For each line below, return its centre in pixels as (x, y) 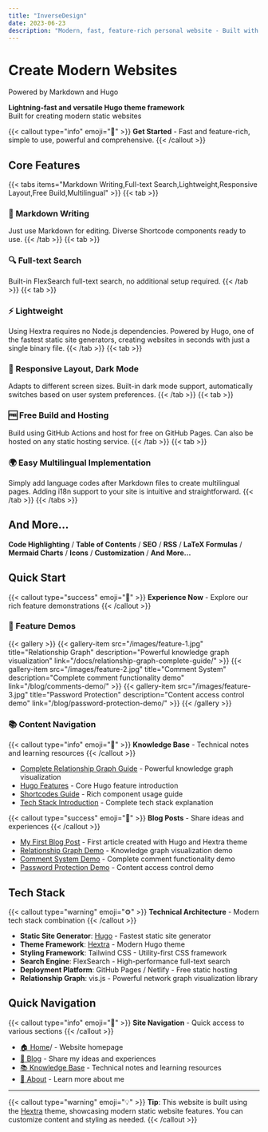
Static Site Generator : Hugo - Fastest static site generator (115, 935)
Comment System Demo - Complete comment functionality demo (127, 859)
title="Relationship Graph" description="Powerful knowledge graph (119, 652)
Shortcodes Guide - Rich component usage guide (101, 794)
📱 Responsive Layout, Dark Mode (74, 368)
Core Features (44, 165)
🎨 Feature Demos (42, 626)
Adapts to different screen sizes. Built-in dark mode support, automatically (131, 386)
